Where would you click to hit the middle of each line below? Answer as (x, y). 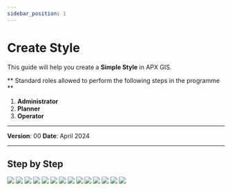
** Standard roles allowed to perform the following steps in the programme (114, 80)
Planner (29, 109)
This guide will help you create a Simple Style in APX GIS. (89, 67)
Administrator (38, 101)
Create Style (44, 47)
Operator (30, 116)
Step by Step (35, 164)
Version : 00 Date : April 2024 (48, 136)
